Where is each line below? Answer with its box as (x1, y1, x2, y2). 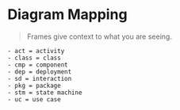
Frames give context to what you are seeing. (26, 32, 172, 41)
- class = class (7, 54, 61, 62)
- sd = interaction (7, 74, 72, 82)
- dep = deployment (7, 67, 72, 76)
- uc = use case (7, 95, 61, 104)
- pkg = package (7, 82, 61, 89)
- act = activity (7, 47, 65, 55)
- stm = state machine (7, 89, 82, 97)
